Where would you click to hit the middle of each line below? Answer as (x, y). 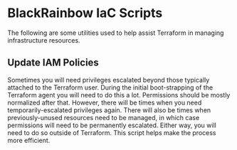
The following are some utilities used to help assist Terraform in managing (116, 33)
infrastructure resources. (44, 40)
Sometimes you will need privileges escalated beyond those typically (109, 80)
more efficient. (29, 140)
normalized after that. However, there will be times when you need (105, 102)
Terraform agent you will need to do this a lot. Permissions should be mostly (119, 95)
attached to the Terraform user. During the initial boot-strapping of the (110, 87)
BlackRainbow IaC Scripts (85, 13)
